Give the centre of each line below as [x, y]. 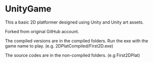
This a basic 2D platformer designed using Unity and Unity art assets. [74, 22]
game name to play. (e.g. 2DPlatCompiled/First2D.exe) [59, 46]
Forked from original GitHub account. [42, 31]
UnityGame [28, 9]
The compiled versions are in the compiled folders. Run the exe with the [77, 41]
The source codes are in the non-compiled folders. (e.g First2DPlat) [73, 55]
